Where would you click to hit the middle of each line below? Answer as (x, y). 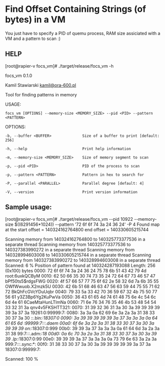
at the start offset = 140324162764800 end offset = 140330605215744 (77, 229)
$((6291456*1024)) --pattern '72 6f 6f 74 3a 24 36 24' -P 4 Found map (87, 224)
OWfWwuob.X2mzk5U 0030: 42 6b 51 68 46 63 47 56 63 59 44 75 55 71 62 (82, 286)
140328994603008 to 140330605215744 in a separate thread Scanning (78, 255)
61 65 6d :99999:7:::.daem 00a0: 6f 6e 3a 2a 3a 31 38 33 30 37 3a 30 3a (80, 323)
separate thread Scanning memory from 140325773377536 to (68, 244)
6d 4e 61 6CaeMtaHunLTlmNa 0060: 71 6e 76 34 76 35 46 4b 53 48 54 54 (81, 302)
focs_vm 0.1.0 (19, 76)
